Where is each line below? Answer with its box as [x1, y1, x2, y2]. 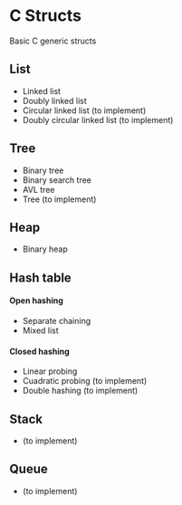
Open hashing [9, 295, 63, 306]
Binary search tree [22, 174, 92, 186]
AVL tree [22, 184, 55, 195]
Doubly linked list [22, 95, 88, 106]
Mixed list [22, 325, 59, 336]
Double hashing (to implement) [22, 386, 139, 396]
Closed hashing [9, 346, 70, 357]
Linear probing [22, 366, 78, 376]
